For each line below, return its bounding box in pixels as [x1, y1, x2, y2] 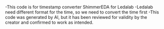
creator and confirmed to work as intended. [5, 19, 94, 25]
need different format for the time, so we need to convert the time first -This [5, 9, 159, 15]
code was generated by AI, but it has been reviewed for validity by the [5, 14, 148, 20]
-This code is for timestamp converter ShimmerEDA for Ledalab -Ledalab [5, 4, 154, 10]
